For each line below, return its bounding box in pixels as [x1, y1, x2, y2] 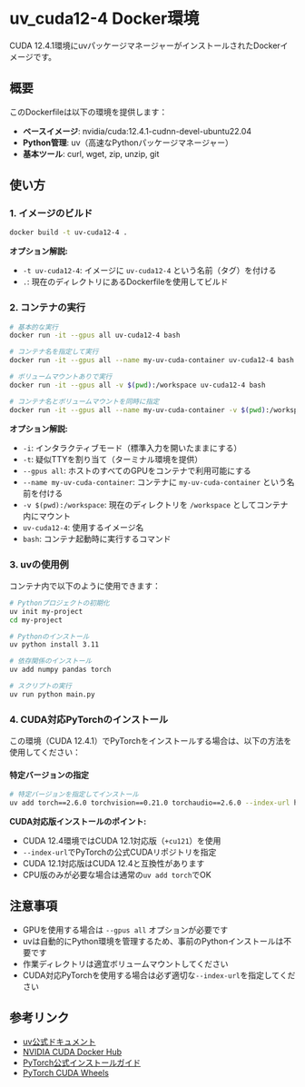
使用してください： [9, 746, 82, 758]
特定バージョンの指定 [9, 769, 89, 780]
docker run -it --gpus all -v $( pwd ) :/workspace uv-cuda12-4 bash [9, 380, 266, 390]
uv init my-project [9, 607, 84, 616]
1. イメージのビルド [9, 207, 93, 220]
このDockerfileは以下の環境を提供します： [9, 106, 168, 117]
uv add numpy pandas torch [9, 665, 112, 675]
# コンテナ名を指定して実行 [9, 347, 99, 357]
